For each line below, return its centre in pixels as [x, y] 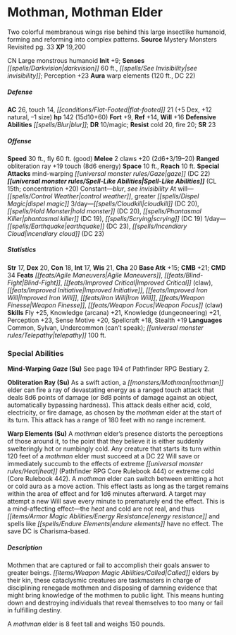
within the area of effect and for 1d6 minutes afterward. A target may [107, 494]
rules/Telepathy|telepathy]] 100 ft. [57, 335]
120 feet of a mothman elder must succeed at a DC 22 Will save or [104, 456]
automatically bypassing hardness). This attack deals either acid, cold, [110, 405]
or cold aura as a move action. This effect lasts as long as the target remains [118, 486]
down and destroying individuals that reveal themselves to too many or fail [115, 603]
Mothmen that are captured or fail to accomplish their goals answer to [108, 565]
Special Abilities [36, 353]
